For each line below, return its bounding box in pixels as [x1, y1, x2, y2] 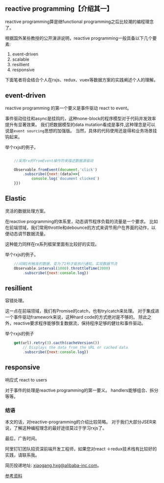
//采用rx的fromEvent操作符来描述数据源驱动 [14, 158, 94, 163]
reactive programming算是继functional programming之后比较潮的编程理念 [5, 19, 154, 25]
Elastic [5, 194, 26, 203]
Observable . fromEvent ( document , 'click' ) [14, 167, 97, 172]
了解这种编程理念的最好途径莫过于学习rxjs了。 [13, 425, 107, 431]
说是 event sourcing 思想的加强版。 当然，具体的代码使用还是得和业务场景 [5, 127, 153, 133]
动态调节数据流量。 [9, 230, 48, 236]
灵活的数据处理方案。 [5, 208, 48, 214]
